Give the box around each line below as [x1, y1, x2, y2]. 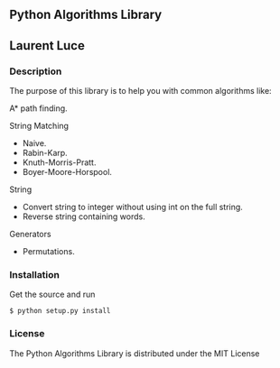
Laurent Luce [9, 38, 86, 53]
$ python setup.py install [9, 307, 111, 316]
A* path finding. [9, 103, 68, 114]
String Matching [9, 121, 70, 132]
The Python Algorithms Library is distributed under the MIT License [9, 347, 260, 359]
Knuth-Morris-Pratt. [22, 157, 97, 168]
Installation [9, 269, 61, 281]
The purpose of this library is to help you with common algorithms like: [9, 86, 273, 97]
